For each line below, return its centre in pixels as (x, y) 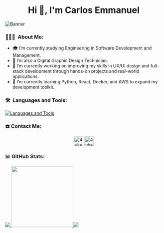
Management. (27, 55)
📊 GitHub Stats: (25, 156)
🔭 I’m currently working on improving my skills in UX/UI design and (81, 66)
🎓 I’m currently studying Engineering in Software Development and (82, 48)
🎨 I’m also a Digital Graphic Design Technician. (60, 61)
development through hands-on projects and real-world (82, 71)
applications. (25, 76)
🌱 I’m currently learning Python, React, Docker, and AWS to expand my (85, 82)
